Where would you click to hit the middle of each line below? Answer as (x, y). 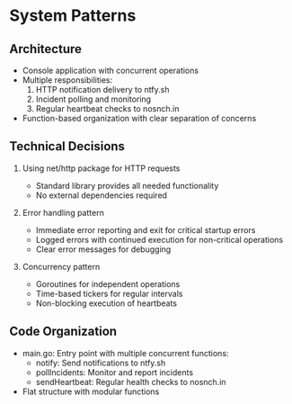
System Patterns (73, 16)
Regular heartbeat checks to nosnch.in (107, 108)
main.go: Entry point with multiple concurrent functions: (125, 353)
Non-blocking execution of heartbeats (106, 303)
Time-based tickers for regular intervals (109, 293)
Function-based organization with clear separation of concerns (139, 118)
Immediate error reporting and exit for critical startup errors (146, 229)
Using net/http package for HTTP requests (101, 168)
